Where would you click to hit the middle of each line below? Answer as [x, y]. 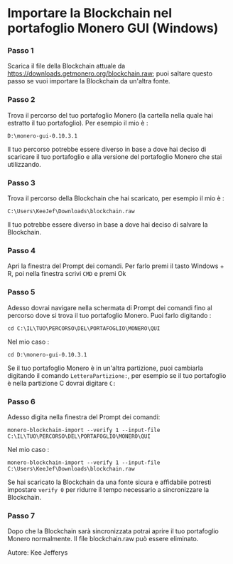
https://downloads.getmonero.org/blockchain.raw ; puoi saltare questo [110, 73]
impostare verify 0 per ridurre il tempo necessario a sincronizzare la [108, 489]
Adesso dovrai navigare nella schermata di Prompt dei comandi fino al [110, 307]
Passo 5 [21, 292]
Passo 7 [21, 516]
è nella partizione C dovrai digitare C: [62, 383]
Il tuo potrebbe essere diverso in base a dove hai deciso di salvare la [108, 225]
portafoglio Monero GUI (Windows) [113, 28]
